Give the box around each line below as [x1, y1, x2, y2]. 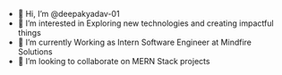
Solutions [17, 46, 53, 57]
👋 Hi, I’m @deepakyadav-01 [17, 9, 120, 19]
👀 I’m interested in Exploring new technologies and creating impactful [17, 18, 275, 29]
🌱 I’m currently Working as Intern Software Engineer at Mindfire [17, 37, 252, 47]
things [17, 28, 42, 37]
